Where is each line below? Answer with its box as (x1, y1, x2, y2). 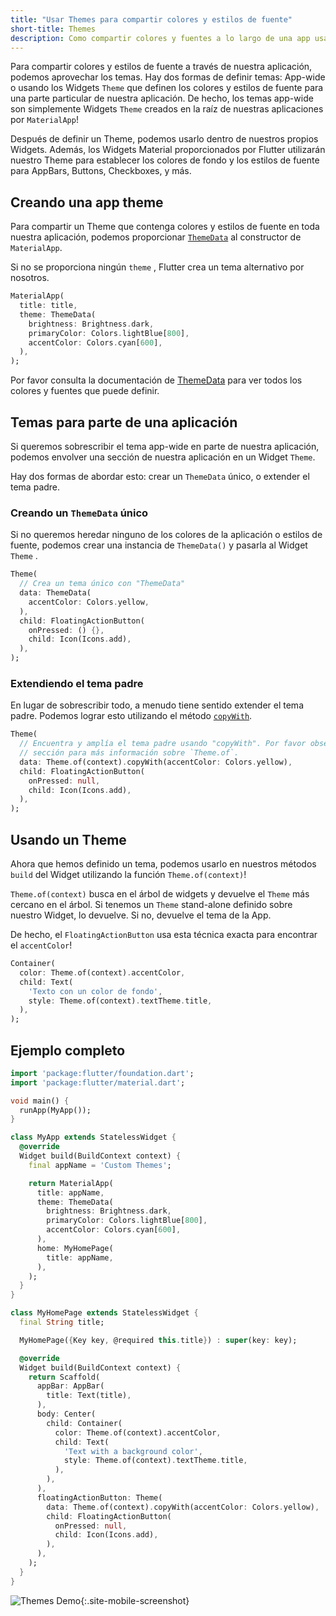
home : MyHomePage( (36, 1243, 114, 1253)
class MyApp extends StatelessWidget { (10, 1132, 177, 1143)
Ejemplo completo (10, 1042, 126, 1059)
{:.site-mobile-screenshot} (80, 1594, 190, 1606)
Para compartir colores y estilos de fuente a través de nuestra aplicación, (10, 61, 313, 73)
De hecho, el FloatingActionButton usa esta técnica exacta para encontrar (10, 929, 318, 941)
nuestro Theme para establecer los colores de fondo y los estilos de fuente (10, 154, 320, 166)
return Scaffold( (28, 1372, 101, 1382)
